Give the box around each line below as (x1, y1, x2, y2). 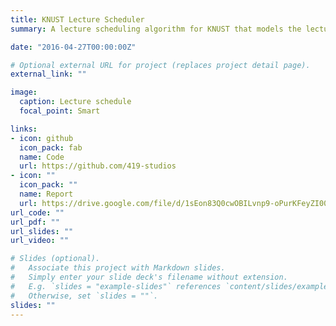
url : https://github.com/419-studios (19, 161, 177, 171)
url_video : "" (10, 236, 70, 246)
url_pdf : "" (10, 217, 60, 227)
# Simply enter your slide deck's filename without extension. (10, 272, 288, 282)
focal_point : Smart (19, 106, 101, 116)
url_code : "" (10, 207, 65, 218)
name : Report (19, 189, 74, 199)
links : (10, 124, 38, 134)
